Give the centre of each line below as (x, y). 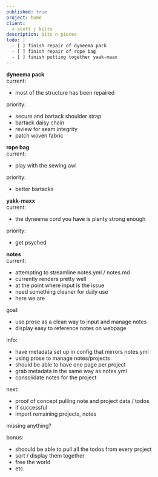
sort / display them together (50, 455)
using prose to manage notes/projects (62, 358)
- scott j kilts (32, 29)
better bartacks (34, 189)
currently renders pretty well (51, 279)
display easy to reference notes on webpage (71, 328)
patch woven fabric (39, 135)
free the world (33, 462)
